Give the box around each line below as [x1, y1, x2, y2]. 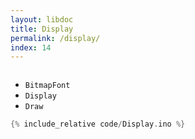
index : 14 [10, 42, 52, 53]
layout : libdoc [10, 14, 74, 25]
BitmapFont [24, 81, 71, 91]
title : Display [10, 24, 74, 34]
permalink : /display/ [10, 33, 101, 43]
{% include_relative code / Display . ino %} [10, 119, 186, 130]
